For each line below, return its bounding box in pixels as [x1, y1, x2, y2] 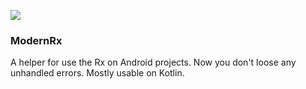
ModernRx [10, 33, 63, 47]
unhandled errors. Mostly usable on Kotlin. [10, 67, 185, 79]
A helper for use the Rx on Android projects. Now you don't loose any [10, 56, 297, 69]
